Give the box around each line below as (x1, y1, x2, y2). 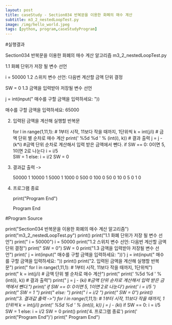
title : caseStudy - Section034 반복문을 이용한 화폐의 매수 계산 (5, 12, 133, 17)
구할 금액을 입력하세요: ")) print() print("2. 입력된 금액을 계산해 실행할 (10, 258, 150, 264)
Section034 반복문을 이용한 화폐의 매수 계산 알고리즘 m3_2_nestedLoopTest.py (5, 52, 167, 59)
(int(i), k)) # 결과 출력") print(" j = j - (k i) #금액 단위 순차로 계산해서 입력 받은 (5, 277, 159, 283)
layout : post (5, 7, 33, 13)
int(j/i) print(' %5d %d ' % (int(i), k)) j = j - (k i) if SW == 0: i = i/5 (27, 302, 161, 308)
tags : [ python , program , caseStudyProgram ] (5, 27, 97, 32)
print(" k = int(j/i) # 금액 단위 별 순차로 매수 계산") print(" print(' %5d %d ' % (5, 271, 162, 277)
